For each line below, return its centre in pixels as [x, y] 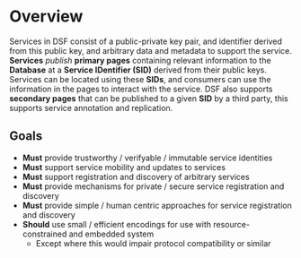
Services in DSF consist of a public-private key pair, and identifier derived [146, 41]
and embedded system [111, 234]
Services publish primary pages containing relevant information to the [140, 60]
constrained [44, 234]
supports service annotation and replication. [91, 107]
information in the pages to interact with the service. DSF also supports [141, 89]
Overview [46, 17]
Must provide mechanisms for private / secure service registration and [153, 186]
